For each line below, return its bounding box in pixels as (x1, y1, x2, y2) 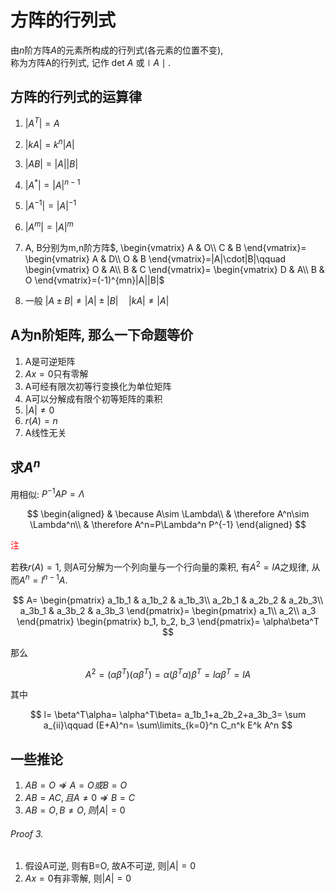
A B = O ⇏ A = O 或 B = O (24, 779, 128, 791)
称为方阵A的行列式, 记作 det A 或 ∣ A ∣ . (10, 56, 172, 68)
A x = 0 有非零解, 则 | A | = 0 (24, 872, 132, 885)
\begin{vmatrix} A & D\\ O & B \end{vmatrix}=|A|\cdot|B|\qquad (24, 253, 287, 265)
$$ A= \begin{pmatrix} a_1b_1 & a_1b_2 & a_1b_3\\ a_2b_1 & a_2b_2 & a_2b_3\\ (12, 594, 324, 606)
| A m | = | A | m (24, 219, 74, 233)
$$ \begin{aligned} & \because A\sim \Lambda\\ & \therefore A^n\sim (26, 508, 310, 520)
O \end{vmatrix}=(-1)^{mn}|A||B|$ (24, 274, 165, 286)
